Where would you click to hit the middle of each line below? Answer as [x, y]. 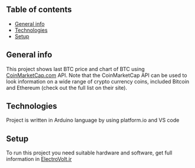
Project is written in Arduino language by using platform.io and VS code [93, 120]
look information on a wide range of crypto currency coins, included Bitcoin [98, 81]
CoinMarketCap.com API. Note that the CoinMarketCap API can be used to [97, 75]
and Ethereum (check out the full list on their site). [67, 88]
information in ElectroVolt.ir [39, 159]
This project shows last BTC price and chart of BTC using [75, 69]
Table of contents [39, 10]
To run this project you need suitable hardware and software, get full [89, 153]
